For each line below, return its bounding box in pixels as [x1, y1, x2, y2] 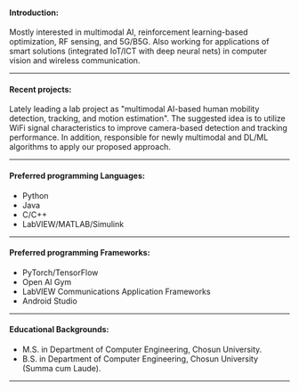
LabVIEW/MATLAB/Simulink [21, 218, 125, 229]
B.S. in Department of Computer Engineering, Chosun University [21, 354, 258, 364]
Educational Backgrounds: [9, 324, 109, 335]
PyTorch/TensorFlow [21, 267, 99, 278]
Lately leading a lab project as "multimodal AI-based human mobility [9, 103, 260, 115]
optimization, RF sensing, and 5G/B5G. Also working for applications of [9, 37, 270, 47]
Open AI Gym [21, 276, 72, 287]
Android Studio [21, 295, 77, 306]
